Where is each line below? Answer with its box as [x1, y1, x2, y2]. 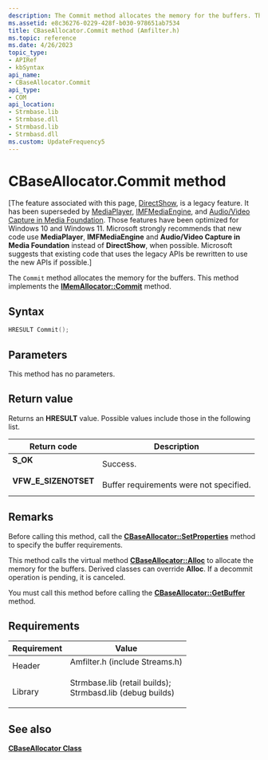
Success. [102, 458, 137, 469]
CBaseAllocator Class [8, 743, 82, 754]
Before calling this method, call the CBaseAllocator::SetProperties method [8, 531, 256, 541]
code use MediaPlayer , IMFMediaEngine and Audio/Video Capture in [8, 232, 241, 242]
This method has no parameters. [8, 368, 116, 379]
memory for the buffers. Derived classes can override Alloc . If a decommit [8, 564, 253, 573]
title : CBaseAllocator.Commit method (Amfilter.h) [8, 26, 180, 34]
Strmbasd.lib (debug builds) [69, 687, 175, 699]
